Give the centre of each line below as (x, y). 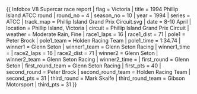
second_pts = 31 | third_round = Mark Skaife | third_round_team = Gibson (96, 78)
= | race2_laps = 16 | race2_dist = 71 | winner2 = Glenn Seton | (82, 53)
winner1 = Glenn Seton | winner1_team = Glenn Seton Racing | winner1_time (98, 47)
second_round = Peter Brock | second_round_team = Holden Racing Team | (99, 72)
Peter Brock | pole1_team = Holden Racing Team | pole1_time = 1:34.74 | (93, 40)
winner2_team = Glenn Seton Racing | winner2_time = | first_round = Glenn (98, 59)
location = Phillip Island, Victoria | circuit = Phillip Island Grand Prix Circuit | (98, 28)
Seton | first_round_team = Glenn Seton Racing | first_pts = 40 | (84, 66)
